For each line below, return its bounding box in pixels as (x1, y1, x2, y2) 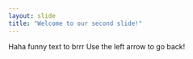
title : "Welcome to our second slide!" (8, 19, 143, 27)
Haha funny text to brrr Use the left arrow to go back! (8, 41, 186, 51)
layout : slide (8, 11, 57, 20)
